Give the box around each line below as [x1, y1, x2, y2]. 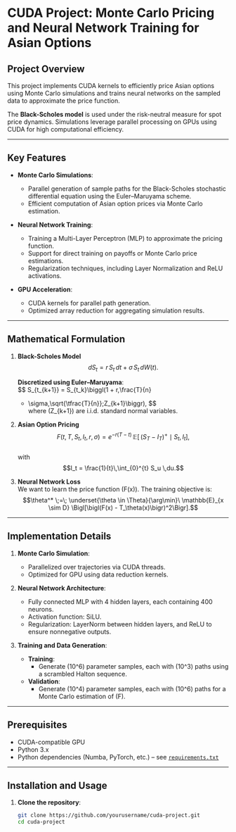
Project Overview [7, 63, 85, 75]
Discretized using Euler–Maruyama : [17, 378, 124, 386]
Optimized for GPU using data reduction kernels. [27, 570, 169, 579]
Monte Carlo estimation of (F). [38, 692, 126, 700]
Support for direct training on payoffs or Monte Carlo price [27, 248, 198, 258]
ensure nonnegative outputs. [27, 627, 112, 636]
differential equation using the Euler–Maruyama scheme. [27, 191, 192, 200]
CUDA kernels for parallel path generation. [27, 298, 151, 307]
